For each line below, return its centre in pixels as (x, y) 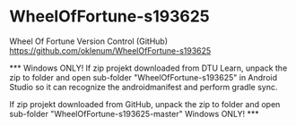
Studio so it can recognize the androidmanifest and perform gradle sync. (144, 87)
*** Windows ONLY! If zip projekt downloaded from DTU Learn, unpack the (148, 68)
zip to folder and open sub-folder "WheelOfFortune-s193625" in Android (144, 77)
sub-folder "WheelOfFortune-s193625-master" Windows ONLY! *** (135, 113)
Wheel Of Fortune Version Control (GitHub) (89, 41)
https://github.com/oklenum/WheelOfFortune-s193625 (110, 50)
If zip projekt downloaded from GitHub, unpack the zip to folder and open (145, 104)
